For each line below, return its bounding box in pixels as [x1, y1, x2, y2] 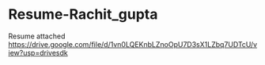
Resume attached [8, 31, 66, 41]
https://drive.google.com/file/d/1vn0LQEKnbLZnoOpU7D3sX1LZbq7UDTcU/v [8, 39, 258, 49]
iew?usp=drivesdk [8, 48, 69, 57]
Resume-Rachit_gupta [8, 5, 158, 23]
